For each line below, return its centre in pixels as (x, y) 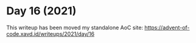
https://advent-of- (167, 27)
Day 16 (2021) (41, 11)
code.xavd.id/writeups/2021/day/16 (51, 33)
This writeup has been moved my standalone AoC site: (75, 27)
